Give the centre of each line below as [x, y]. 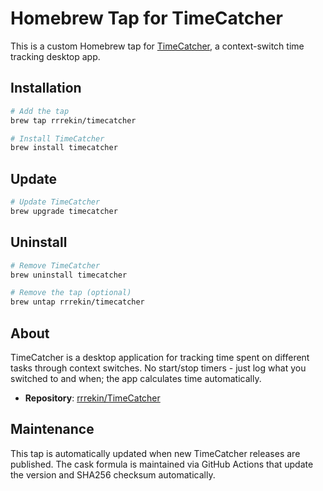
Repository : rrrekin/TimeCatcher [92, 398]
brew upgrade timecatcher [64, 211]
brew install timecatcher [64, 148]
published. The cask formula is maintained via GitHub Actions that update [162, 464]
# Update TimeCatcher [55, 202]
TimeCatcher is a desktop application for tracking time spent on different [160, 357]
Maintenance [52, 429]
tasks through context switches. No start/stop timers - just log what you [158, 368]
